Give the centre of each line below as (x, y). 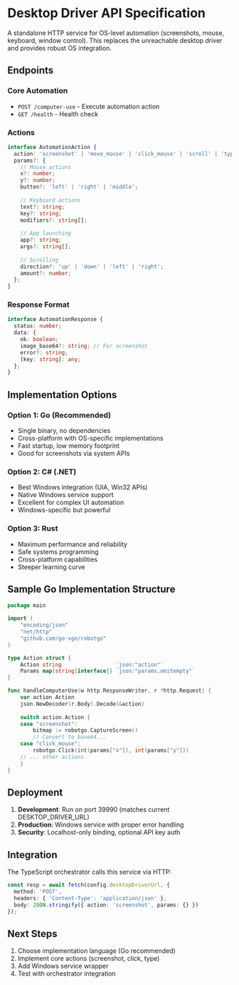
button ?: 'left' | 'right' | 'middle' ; (79, 187)
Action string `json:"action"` (92, 665)
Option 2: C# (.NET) (42, 471)
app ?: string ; (41, 240)
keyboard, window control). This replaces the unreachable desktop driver (115, 40)
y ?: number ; (38, 180)
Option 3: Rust (33, 529)
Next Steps (32, 933)
